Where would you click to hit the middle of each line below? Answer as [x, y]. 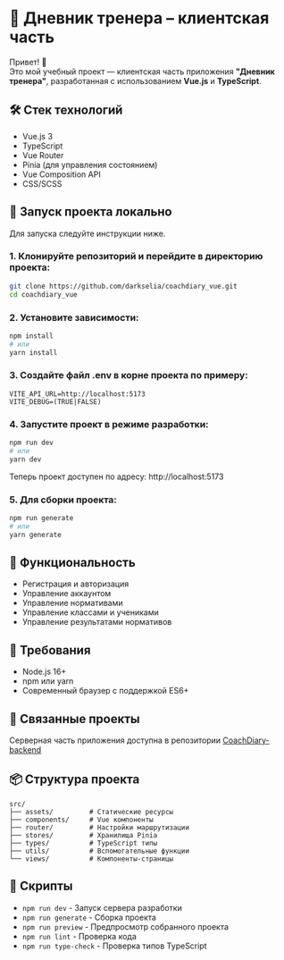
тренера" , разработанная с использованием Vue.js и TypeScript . [135, 80]
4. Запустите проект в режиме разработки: [109, 424]
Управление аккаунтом [67, 594]
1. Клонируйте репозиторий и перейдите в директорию [136, 257]
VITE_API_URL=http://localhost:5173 [77, 394]
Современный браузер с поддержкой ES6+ [105, 691]
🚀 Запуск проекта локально [91, 212]
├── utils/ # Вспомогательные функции [100, 851]
